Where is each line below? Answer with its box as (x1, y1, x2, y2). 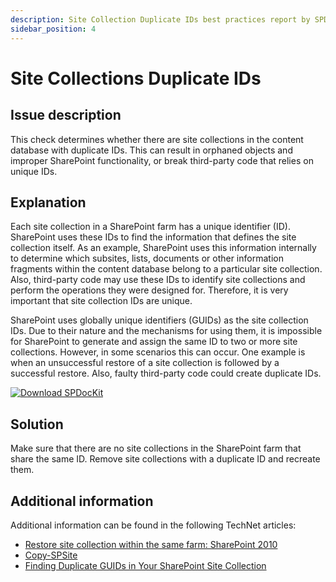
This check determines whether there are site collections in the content (10, 133, 304, 145)
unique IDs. (10, 165, 58, 177)
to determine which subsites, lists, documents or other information (10, 252, 284, 265)
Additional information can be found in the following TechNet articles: (10, 519, 297, 531)
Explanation (10, 194, 87, 211)
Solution (10, 416, 64, 433)
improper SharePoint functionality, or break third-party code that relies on (10, 154, 314, 166)
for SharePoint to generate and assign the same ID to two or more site (10, 336, 298, 348)
